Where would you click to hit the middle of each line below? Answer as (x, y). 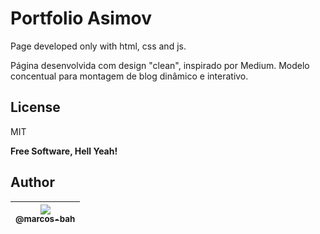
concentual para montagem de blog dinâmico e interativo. (129, 76)
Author (32, 182)
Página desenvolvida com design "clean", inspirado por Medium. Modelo (160, 65)
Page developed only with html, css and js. (98, 46)
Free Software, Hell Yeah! (64, 151)
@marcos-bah (45, 219)
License (35, 107)
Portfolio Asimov (81, 18)
